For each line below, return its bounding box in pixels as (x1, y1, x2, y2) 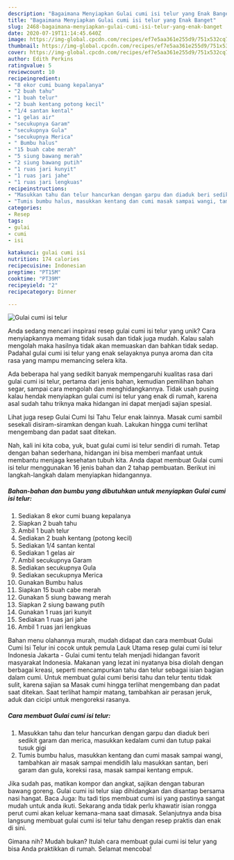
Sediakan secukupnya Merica (17, 571, 103, 579)
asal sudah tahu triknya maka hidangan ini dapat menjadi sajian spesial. (8, 400, 212, 408)
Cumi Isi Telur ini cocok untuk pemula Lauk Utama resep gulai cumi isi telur (8, 643, 223, 652)
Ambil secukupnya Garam (17, 556, 92, 565)
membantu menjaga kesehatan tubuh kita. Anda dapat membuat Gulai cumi (8, 456, 224, 464)
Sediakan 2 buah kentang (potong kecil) (17, 534, 133, 542)
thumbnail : (8, 42, 40, 49)
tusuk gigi (17, 744, 47, 752)
